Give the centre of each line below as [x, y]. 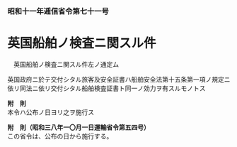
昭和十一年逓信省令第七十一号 [58, 11]
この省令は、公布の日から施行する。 [60, 136]
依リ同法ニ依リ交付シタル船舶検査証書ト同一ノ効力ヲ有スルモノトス [106, 88]
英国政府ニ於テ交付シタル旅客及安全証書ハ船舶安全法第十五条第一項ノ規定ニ [119, 79]
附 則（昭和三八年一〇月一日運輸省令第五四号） [79, 127]
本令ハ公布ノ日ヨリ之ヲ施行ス [51, 112]
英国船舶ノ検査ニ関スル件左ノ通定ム [66, 64]
